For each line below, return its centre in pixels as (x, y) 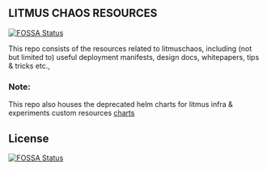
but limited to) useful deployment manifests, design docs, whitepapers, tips (134, 57)
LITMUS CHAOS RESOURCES (83, 13)
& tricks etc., (30, 66)
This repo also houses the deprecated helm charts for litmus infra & (121, 104)
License (29, 138)
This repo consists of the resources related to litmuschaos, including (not (130, 49)
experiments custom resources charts (72, 113)
